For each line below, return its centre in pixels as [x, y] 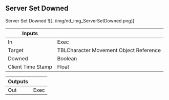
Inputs [30, 33]
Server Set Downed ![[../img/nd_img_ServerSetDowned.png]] [70, 20]
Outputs [18, 81]
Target [16, 50]
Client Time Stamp [30, 67]
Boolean [67, 58]
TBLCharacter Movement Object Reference [109, 50]
